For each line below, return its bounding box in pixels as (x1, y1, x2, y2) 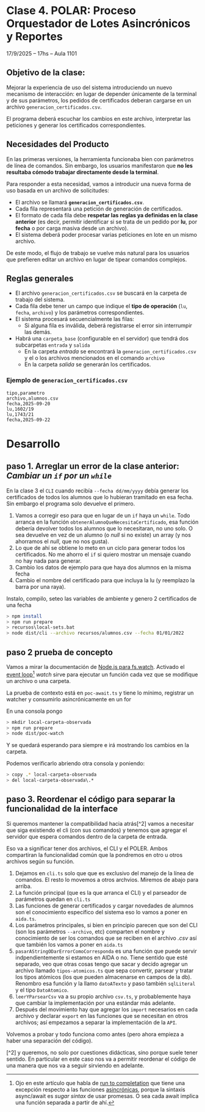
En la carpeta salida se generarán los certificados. (24, 361, 151, 368)
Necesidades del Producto (6, 139, 109, 150)
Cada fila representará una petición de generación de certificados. (15, 205, 183, 212)
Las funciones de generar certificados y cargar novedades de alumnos (15, 901, 194, 909)
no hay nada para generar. (15, 557, 82, 565)
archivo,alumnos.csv (6, 395, 59, 402)
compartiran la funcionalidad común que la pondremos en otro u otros (6, 851, 183, 858)
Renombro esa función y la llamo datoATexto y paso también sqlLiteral (15, 980, 196, 987)
